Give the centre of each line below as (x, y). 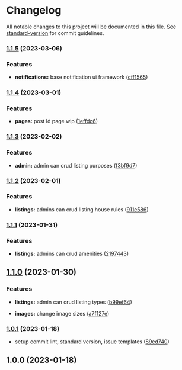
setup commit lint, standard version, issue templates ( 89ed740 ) (92, 342)
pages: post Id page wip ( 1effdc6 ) (56, 121)
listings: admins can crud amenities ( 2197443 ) (72, 254)
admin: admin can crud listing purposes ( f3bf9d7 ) (76, 165)
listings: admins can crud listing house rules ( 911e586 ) (82, 209)
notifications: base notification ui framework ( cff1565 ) (81, 77)
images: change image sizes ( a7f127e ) (62, 313)
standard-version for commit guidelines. (55, 33)
